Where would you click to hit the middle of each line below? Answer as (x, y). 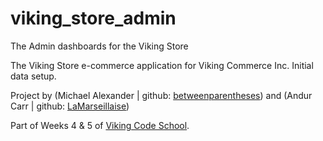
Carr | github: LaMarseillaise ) (70, 106)
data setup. (33, 76)
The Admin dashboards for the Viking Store (99, 46)
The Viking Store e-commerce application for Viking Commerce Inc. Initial (162, 65)
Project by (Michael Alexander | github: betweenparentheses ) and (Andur (161, 95)
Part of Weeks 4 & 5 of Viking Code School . (100, 125)
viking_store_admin (93, 18)
